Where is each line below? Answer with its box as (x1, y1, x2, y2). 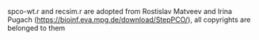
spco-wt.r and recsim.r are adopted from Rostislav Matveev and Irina (7, 7, 233, 16)
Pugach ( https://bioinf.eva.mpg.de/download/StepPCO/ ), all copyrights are (7, 15, 251, 24)
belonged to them (7, 24, 66, 32)
